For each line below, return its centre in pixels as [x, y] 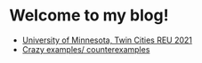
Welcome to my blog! [89, 16]
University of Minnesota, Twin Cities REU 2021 [107, 40]
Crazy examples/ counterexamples [86, 49]
